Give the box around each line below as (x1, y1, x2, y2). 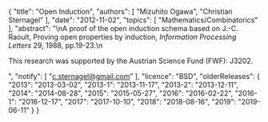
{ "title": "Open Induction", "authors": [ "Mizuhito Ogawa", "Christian (8, 7, 234, 16)
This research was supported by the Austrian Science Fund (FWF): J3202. (8, 56, 254, 65)
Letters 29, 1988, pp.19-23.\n (8, 41, 103, 50)
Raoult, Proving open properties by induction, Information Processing (8, 32, 237, 41)
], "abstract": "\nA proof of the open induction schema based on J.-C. (8, 24, 238, 33)
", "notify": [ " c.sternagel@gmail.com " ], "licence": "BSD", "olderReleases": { (8, 72, 260, 81)
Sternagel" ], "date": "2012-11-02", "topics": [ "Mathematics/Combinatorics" (8, 15, 258, 25)
